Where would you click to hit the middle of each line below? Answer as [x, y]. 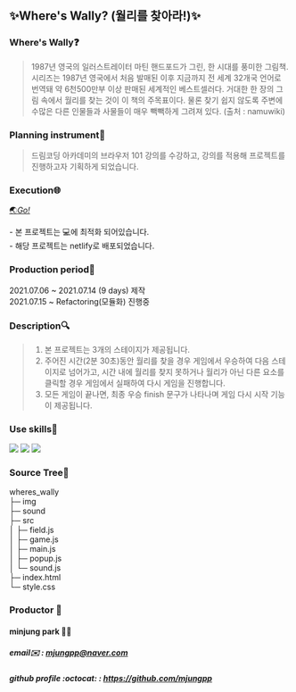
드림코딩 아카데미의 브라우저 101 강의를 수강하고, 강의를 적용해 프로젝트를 [158, 155]
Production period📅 [52, 270]
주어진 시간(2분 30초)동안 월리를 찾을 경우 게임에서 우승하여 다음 [157, 361]
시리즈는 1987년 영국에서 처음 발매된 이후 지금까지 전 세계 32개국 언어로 [156, 78]
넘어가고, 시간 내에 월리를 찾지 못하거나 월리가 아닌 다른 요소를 [177, 371]
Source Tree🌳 [39, 473]
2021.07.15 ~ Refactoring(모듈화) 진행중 [79, 301]
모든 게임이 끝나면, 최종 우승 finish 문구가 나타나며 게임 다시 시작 [156, 394]
